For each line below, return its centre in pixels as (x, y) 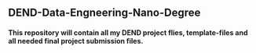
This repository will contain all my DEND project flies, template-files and (128, 32)
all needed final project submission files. (76, 41)
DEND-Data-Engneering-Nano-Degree (104, 13)
